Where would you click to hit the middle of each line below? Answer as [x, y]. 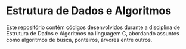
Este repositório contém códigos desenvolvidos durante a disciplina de [93, 27]
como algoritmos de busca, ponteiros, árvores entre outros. [79, 40]
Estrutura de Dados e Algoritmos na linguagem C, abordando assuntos [93, 33]
